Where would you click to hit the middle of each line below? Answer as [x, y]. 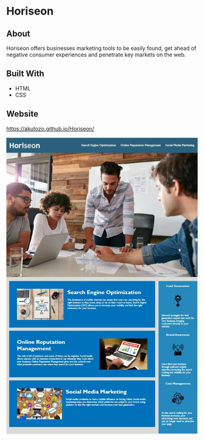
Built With [25, 74]
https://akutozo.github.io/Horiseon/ [50, 128]
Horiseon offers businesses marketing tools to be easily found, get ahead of [101, 48]
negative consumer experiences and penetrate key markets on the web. [96, 55]
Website [22, 114]
